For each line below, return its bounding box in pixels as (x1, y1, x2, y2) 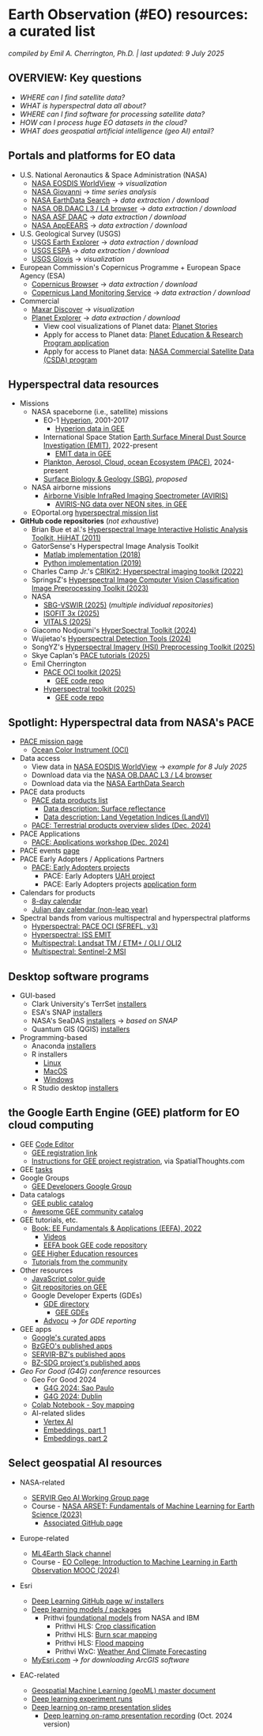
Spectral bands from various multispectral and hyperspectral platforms (19, 913, 250, 923)
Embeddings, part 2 (43, 1433, 108, 1443)
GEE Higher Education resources (31, 1248, 138, 1258)
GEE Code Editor (19, 1139, 74, 1148)
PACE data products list (31, 796, 108, 805)
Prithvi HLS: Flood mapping (54, 1638, 145, 1647)
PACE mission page (19, 737, 84, 747)
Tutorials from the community (31, 1257, 128, 1266)
